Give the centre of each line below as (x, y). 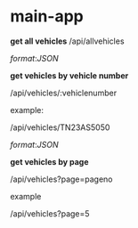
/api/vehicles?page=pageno (62, 179)
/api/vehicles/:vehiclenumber (64, 93)
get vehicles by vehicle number (69, 75)
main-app (47, 16)
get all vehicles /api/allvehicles (67, 41)
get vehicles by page (49, 161)
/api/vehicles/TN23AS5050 (60, 127)
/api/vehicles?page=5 (50, 213)
